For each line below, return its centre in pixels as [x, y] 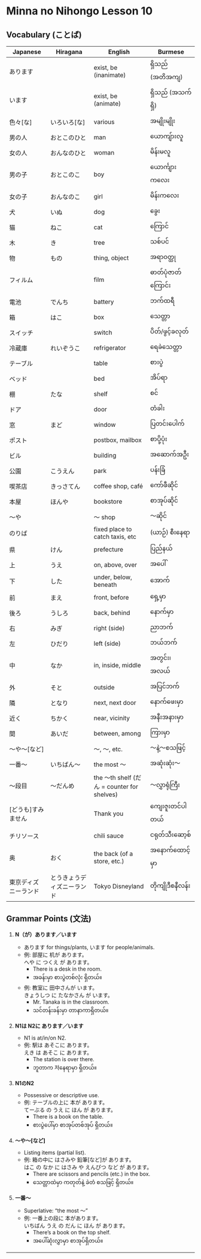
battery [104, 302]
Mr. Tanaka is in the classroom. [71, 1002]
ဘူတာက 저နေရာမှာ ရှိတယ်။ [65, 1067]
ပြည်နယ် [162, 548]
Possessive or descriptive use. [62, 1095]
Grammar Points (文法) [49, 919]
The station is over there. [63, 1059]
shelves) [106, 794]
